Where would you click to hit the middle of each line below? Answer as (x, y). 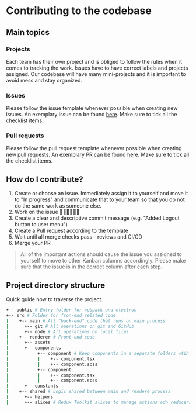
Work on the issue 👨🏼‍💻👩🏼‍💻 (47, 212)
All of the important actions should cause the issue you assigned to (101, 254)
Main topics (28, 32)
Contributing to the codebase (79, 11)
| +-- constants (32, 386)
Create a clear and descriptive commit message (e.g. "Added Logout (97, 218)
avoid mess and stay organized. (44, 80)
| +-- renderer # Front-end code (50, 337)
